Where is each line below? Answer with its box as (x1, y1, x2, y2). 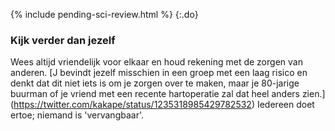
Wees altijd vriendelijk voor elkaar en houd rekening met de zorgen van (10, 56, 303, 68)
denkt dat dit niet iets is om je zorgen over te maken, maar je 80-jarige (10, 77, 300, 89)
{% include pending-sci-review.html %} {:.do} (10, 9, 199, 20)
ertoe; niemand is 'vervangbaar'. (10, 109, 145, 121)
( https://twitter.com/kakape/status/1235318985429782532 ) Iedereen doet (10, 99, 315, 111)
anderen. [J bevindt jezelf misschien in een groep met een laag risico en (10, 67, 308, 79)
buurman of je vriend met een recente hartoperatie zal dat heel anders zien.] (10, 88, 326, 100)
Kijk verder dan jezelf (10, 33, 116, 47)
